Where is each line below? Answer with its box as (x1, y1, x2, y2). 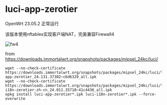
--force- (138, 92, 157, 97)
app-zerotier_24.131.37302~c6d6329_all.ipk (5, 74, 97, 79)
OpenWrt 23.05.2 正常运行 (5, 20, 59, 26)
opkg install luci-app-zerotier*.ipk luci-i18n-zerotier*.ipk (5, 92, 137, 97)
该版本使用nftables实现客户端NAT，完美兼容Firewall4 (5, 31, 114, 37)
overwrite (5, 96, 26, 101)
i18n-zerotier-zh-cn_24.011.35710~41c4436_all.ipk (5, 87, 112, 93)
